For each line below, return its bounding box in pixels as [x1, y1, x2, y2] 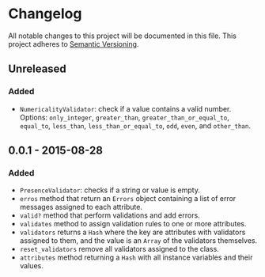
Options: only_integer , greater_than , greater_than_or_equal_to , [19, 112, 229, 122]
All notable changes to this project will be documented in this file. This [8, 31, 237, 40]
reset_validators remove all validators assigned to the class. [19, 245, 219, 254]
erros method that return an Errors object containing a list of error [19, 194, 237, 203]
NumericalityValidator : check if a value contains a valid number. [19, 104, 232, 113]
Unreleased [8, 63, 67, 76]
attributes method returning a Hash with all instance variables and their [19, 252, 253, 262]
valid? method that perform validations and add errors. [19, 211, 200, 220]
